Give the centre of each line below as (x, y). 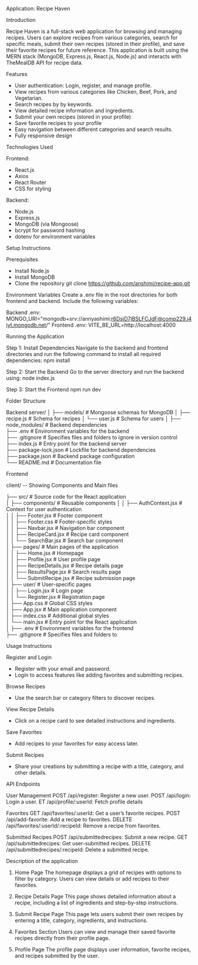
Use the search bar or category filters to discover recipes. (85, 698)
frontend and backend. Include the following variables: (72, 301)
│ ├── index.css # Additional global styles (58, 616)
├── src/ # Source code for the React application (66, 497)
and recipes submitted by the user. (57, 956)
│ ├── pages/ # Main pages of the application (62, 547)
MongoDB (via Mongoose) (47, 224)
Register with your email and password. (62, 669)
